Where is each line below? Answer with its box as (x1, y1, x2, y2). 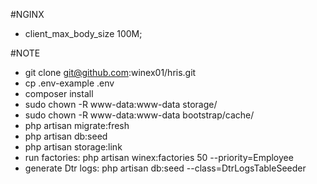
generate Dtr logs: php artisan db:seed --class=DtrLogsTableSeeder (24, 162, 307, 174)
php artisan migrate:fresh (24, 120, 130, 131)
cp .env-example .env (24, 77, 115, 89)
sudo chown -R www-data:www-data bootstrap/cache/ (24, 109, 255, 121)
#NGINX (10, 9, 45, 20)
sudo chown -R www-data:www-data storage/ (24, 99, 218, 110)
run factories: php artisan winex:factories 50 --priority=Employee (24, 152, 294, 163)
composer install (24, 88, 94, 99)
